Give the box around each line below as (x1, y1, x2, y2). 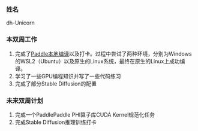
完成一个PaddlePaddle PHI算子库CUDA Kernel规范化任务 (14, 111, 155, 118)
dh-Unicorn (6, 19, 35, 26)
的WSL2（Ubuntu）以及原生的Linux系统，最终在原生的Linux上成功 (14, 57, 180, 65)
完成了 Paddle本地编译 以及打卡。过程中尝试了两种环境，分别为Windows (14, 50, 192, 57)
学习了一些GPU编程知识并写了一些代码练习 (14, 72, 121, 80)
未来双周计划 (6, 96, 44, 105)
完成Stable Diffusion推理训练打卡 (14, 118, 97, 126)
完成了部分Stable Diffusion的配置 (14, 80, 97, 87)
